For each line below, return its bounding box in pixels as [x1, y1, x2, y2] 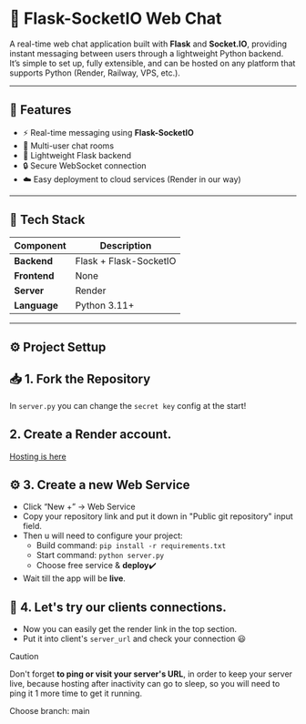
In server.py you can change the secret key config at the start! [9, 400, 247, 411]
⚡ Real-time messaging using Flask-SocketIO [22, 127, 194, 138]
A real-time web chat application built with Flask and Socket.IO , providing [9, 38, 288, 49]
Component [14, 239, 66, 251]
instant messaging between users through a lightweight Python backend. [9, 47, 284, 58]
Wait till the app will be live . [22, 573, 126, 584]
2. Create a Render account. [9, 427, 172, 443]
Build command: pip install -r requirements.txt [36, 540, 226, 551]
